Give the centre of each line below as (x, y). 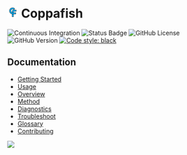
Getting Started (39, 79)
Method (29, 101)
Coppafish (52, 14)
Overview (31, 94)
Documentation (42, 62)
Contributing (35, 131)
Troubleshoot (36, 116)
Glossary (30, 124)
